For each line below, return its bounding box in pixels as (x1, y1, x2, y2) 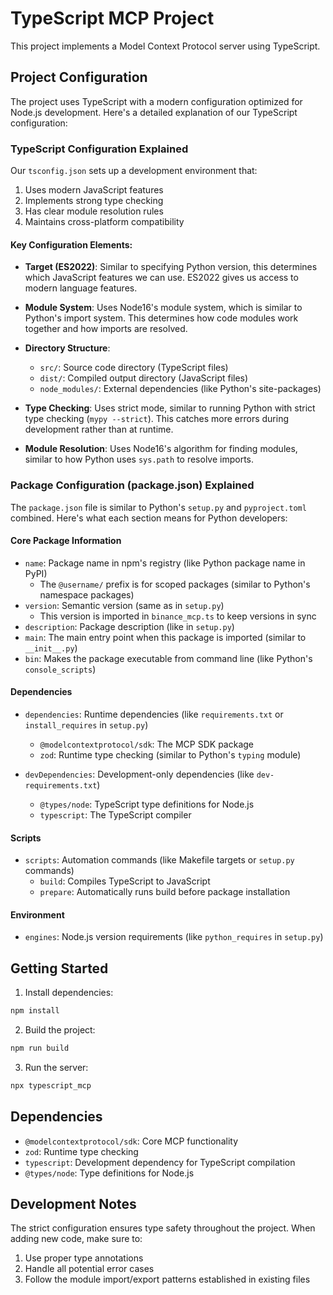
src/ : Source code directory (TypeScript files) (39, 362, 229, 374)
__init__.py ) (24, 642, 78, 654)
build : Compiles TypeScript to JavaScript (39, 875, 211, 887)
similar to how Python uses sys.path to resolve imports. (24, 453, 255, 466)
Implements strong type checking (24, 195, 164, 207)
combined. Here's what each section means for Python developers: (10, 512, 288, 524)
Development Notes (10, 1196, 137, 1212)
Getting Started (10, 960, 109, 977)
